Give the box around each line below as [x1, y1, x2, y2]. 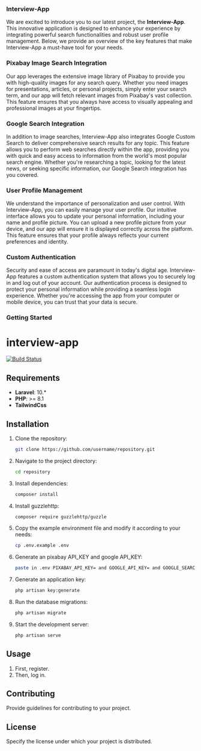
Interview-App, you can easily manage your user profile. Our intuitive [6, 206, 177, 214]
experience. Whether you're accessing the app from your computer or [6, 292, 180, 299]
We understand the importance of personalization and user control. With [6, 200, 185, 207]
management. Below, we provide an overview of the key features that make [6, 38, 193, 45]
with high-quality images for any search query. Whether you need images [6, 79, 188, 86]
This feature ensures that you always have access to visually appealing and [6, 98, 193, 105]
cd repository [14, 468, 50, 475]
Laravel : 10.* [14, 389, 47, 396]
